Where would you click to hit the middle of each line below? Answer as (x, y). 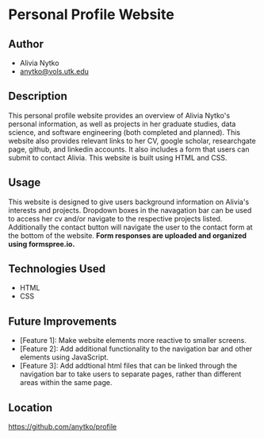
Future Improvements (63, 321)
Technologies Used (57, 269)
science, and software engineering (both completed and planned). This (124, 132)
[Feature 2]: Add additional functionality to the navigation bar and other (136, 349)
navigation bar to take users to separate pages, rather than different (130, 374)
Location (31, 408)
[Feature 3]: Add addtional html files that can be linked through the (128, 366)
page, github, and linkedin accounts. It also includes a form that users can (129, 149)
